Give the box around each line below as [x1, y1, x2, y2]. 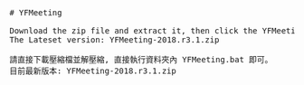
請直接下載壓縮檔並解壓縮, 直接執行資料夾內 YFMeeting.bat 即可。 [9, 54, 273, 64]
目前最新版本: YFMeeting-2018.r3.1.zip [9, 66, 176, 76]
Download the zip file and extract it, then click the [9, 26, 258, 35]
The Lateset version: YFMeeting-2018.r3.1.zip [9, 35, 220, 44]
